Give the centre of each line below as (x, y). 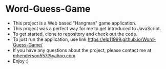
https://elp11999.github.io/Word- (122, 39)
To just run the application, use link (50, 39)
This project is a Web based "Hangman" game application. (75, 23)
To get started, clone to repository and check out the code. (75, 34)
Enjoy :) (21, 61)
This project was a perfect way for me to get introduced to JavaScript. (87, 28)
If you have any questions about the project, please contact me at (82, 50)
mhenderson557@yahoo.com (44, 55)
